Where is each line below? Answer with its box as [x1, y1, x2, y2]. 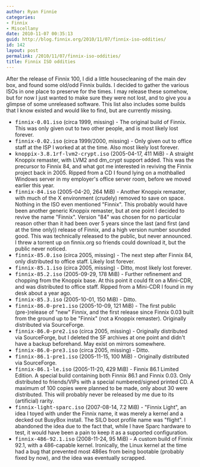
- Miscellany [6, 25, 39, 32]
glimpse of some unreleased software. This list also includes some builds [6, 100, 186, 107]
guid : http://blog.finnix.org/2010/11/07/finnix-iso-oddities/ [6, 36, 167, 42]
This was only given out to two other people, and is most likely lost [14, 125, 179, 132]
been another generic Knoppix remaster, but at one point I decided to [14, 207, 185, 214]
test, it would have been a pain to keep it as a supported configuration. [14, 429, 189, 436]
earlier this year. [14, 181, 55, 188]
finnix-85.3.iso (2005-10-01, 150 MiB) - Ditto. [14, 296, 137, 303]
